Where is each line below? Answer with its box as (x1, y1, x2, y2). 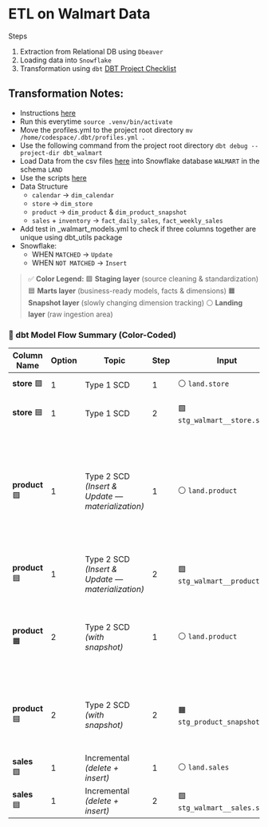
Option (50, 355, 77, 366)
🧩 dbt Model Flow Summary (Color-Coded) (8, 329, 177, 340)
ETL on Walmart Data (8, 5, 151, 23)
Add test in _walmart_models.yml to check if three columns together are (19, 224, 257, 233)
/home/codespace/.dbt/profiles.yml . (19, 133, 146, 141)
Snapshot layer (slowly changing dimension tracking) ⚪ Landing (27, 297, 243, 308)
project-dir (19, 149, 60, 157)
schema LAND (19, 165, 63, 174)
